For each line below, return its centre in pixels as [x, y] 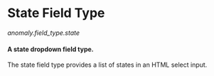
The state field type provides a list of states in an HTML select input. [107, 65]
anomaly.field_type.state [44, 33]
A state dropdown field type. [50, 49]
